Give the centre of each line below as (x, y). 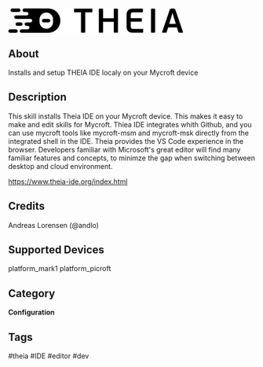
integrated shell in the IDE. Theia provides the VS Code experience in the (126, 141)
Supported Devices (56, 250)
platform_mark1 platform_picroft (60, 269)
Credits (27, 206)
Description (37, 97)
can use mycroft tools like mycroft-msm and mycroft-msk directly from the (129, 133)
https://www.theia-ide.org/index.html (68, 182)
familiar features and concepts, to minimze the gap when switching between (131, 158)
